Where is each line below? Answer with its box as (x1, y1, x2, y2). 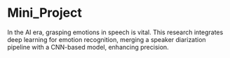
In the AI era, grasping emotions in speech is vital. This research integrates (7, 28, 224, 36)
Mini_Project (7, 5, 82, 21)
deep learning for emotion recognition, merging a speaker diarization (7, 35, 206, 43)
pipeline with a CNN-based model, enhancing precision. (7, 43, 170, 51)
